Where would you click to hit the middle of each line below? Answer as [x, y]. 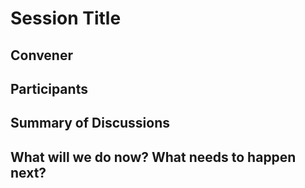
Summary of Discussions [90, 123]
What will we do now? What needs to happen [153, 157]
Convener [41, 55]
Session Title [66, 18]
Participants [49, 88]
